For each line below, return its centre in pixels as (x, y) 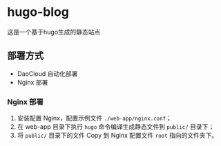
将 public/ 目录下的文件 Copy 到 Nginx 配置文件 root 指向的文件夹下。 (117, 136)
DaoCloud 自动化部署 (47, 74)
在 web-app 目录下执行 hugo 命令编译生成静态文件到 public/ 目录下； (116, 127)
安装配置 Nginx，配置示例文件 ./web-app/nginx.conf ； (95, 118)
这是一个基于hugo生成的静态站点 (54, 32)
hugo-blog (38, 12)
